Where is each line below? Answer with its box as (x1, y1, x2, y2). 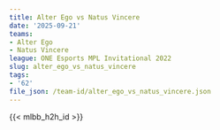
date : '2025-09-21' (9, 21, 81, 30)
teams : (9, 29, 34, 38)
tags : (9, 71, 29, 80)
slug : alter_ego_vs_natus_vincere (9, 63, 137, 72)
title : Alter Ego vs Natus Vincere (9, 12, 140, 22)
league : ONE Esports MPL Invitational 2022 (9, 54, 172, 63)
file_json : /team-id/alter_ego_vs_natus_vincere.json (9, 87, 212, 96)
